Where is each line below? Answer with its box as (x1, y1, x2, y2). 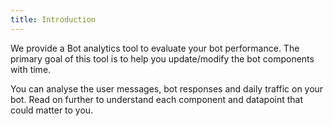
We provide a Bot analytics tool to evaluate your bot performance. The (10, 42, 300, 54)
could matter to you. (10, 104, 94, 116)
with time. (10, 63, 52, 75)
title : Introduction (10, 14, 97, 25)
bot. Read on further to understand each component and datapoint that (10, 93, 304, 105)
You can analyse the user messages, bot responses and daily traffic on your (10, 82, 324, 95)
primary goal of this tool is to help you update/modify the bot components (10, 52, 315, 65)
